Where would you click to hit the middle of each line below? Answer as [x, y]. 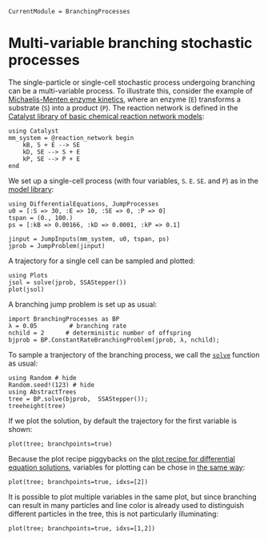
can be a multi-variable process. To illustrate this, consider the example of [131, 90]
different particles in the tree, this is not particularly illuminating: [113, 514]
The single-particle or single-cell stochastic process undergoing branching [132, 82]
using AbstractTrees [43, 392]
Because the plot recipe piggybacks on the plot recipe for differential [122, 458]
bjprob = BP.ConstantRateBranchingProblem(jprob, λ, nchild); [114, 340]
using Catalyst [34, 131]
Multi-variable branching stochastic [130, 43]
